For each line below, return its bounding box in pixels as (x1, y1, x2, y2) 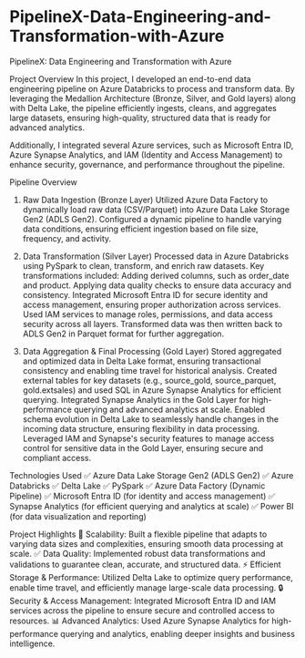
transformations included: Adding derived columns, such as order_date (22, 270, 290, 281)
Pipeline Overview (9, 176, 77, 188)
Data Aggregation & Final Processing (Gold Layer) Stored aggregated (22, 345, 282, 356)
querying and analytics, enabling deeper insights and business (60, 628, 296, 639)
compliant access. (22, 452, 92, 463)
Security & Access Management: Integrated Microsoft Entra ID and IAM (9, 595, 276, 606)
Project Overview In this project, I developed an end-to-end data (9, 73, 252, 84)
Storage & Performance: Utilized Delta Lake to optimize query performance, (9, 571, 293, 582)
